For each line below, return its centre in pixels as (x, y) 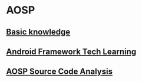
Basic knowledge (38, 32)
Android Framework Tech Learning (71, 51)
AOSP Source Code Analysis (60, 72)
